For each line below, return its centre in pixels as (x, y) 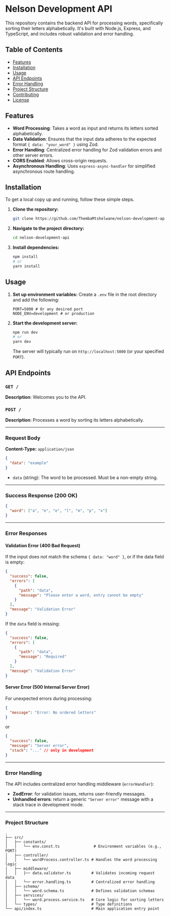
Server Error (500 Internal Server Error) (48, 687)
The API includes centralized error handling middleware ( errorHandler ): (80, 784)
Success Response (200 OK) (41, 495)
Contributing (26, 94)
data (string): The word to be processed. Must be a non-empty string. (85, 478)
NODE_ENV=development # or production (53, 313)
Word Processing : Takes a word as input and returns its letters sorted (85, 128)
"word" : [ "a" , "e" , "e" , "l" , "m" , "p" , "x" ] (59, 511)
